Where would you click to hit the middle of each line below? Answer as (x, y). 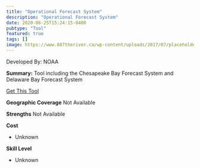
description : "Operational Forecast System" (62, 17)
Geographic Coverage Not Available (51, 102)
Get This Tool (23, 91)
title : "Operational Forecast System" (54, 12)
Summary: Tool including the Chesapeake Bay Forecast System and (90, 73)
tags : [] (17, 39)
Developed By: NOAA (32, 61)
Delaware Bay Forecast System (44, 79)
